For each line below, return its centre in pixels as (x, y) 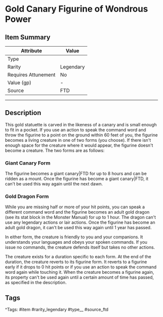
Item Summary (28, 37)
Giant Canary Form (28, 163)
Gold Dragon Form (27, 197)
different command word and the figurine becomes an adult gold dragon (77, 212)
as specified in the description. (36, 283)
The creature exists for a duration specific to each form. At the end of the (78, 257)
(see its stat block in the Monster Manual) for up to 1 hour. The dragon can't (81, 217)
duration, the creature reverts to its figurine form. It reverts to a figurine (76, 262)
